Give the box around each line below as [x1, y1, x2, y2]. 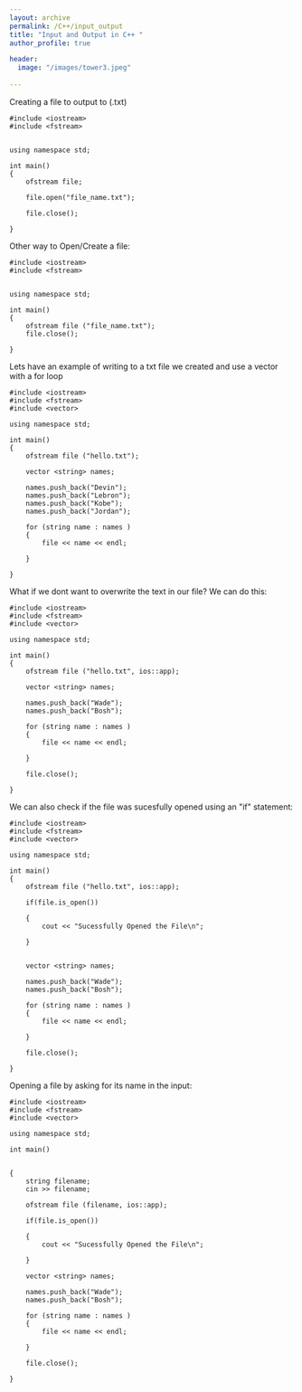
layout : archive [9, 13, 71, 23]
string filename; [25, 1177, 91, 1186]
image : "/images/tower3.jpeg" [17, 63, 131, 72]
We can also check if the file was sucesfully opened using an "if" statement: [9, 801, 294, 812]
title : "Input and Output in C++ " [9, 30, 144, 39]
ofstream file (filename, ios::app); [25, 1200, 168, 1209]
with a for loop [9, 370, 63, 381]
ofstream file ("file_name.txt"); [25, 321, 156, 330]
